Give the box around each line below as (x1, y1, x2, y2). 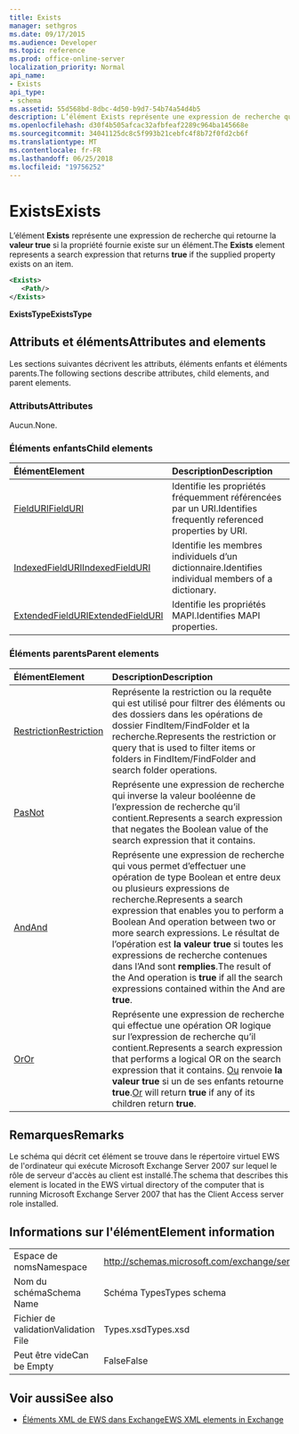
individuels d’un (172, 551, 238, 563)
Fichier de (13, 1313, 56, 1325)
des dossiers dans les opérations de (111, 708, 263, 720)
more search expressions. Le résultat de (111, 926, 280, 939)
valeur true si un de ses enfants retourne (111, 1074, 285, 1087)
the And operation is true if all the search (111, 971, 283, 983)
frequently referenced (172, 514, 264, 526)
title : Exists (9, 12, 62, 22)
